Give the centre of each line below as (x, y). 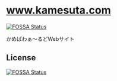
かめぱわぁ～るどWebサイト (40, 38)
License (21, 58)
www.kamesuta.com (58, 10)
